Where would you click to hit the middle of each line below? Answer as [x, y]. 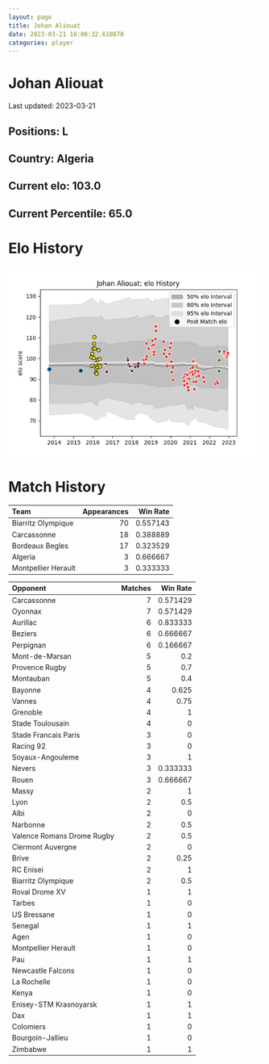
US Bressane [33, 914]
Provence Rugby [39, 668]
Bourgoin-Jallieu [40, 1038]
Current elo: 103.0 [55, 186]
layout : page [30, 17]
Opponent [29, 589]
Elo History [46, 248]
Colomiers [29, 1027]
